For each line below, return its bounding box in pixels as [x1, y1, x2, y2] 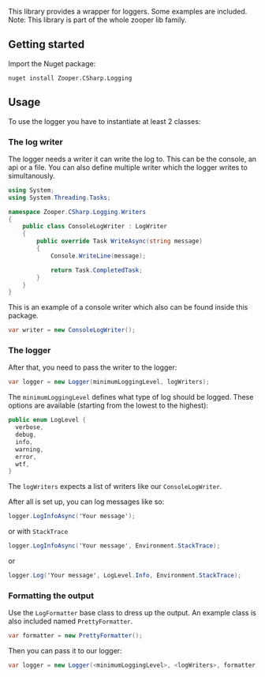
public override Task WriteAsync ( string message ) [36, 237, 203, 246]
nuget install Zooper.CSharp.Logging [8, 74, 132, 82]
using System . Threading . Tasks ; [8, 194, 111, 201]
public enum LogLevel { [8, 416, 87, 424]
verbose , [15, 423, 44, 431]
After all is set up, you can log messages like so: [8, 497, 165, 506]
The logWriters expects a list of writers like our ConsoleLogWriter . [8, 482, 222, 491]
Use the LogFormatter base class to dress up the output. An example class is [8, 608, 256, 618]
